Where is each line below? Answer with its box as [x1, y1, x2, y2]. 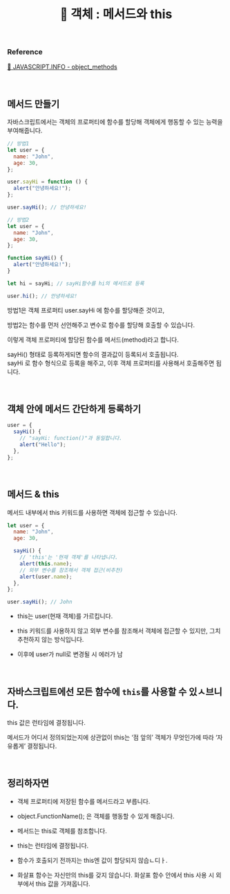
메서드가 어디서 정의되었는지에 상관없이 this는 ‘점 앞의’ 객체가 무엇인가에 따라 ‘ [7, 733, 218, 742]
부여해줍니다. [7, 126, 43, 135]
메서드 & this [7, 489, 60, 500]
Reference [7, 46, 43, 56]
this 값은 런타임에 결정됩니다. [7, 718, 86, 726]
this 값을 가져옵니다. [35, 879, 91, 888]
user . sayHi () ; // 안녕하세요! [7, 204, 87, 211]
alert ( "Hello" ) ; [19, 441, 67, 448]
